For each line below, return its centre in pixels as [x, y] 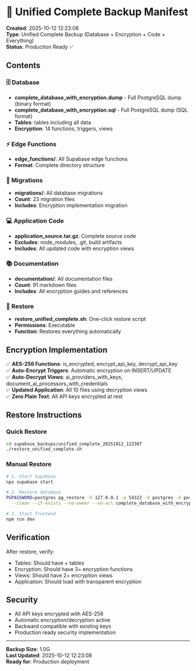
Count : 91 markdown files [45, 285]
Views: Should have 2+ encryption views [63, 575]
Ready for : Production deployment [48, 662]
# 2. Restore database [34, 492]
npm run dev [20, 519]
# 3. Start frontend [31, 514]
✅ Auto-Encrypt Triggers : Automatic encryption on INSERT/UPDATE [89, 370]
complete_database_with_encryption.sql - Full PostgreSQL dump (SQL [101, 110]
